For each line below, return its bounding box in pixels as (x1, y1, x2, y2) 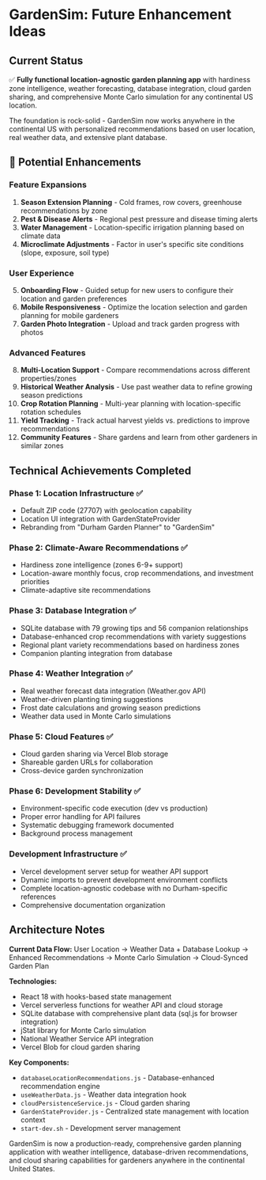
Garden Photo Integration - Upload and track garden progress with (20, 319, 240, 328)
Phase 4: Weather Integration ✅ (9, 668, 133, 679)
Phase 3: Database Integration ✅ (9, 605, 137, 617)
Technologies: (9, 976, 58, 986)
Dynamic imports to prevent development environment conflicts (20, 875, 228, 884)
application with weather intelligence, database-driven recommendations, (9, 1147, 249, 1156)
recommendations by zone (20, 206, 108, 215)
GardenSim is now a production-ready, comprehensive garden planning (9, 1138, 242, 1148)
